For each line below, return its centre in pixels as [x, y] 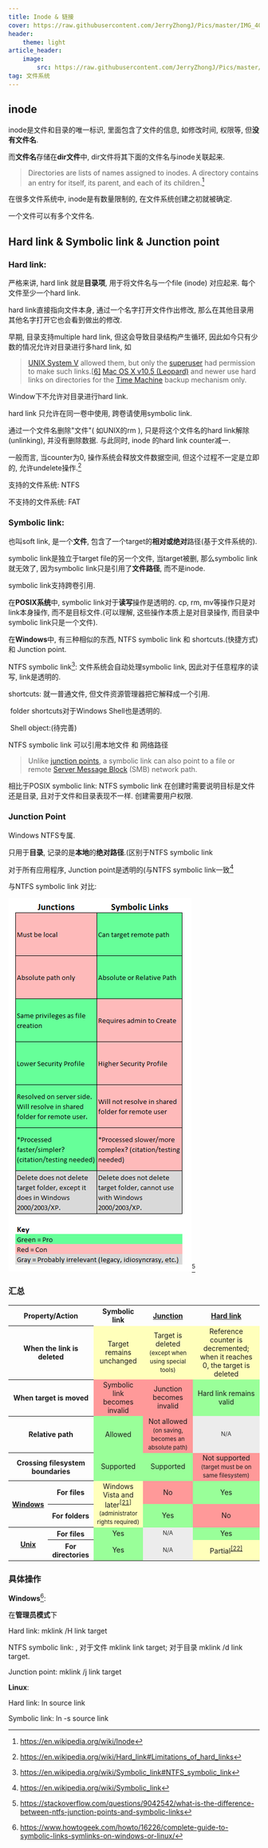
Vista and [118, 1494]
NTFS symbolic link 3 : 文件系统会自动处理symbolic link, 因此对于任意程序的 [130, 666]
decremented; [226, 1348]
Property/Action [51, 1315]
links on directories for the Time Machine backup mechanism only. [137, 379]
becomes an [168, 1439]
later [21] [118, 1504]
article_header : [35, 51]
